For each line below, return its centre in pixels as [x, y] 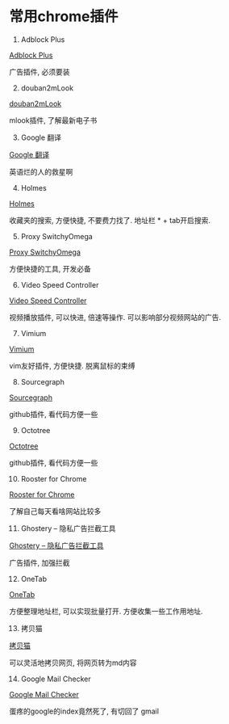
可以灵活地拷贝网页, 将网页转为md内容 [73, 663]
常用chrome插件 [64, 17]
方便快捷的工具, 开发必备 [50, 268]
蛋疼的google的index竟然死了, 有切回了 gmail [84, 711]
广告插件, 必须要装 [40, 72]
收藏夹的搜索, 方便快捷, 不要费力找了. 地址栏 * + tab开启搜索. [110, 220]
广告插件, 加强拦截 [40, 562]
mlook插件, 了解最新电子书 [53, 120]
